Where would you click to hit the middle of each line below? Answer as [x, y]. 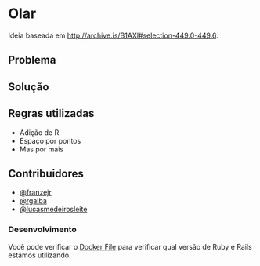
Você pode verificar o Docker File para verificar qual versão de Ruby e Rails [130, 246]
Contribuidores [46, 173]
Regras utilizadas [51, 113]
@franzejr [36, 192]
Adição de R [39, 132]
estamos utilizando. [40, 255]
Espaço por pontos [50, 140]
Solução [29, 87]
